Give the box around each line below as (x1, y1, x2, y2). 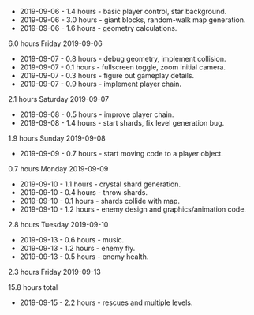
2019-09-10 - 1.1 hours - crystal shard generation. (19, 179, 181, 189)
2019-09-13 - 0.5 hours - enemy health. (19, 252, 149, 261)
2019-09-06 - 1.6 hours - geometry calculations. (19, 24, 177, 32)
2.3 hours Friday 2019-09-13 (8, 268, 101, 276)
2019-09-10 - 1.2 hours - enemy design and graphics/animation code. (19, 204, 247, 214)
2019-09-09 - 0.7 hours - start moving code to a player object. (19, 149, 223, 158)
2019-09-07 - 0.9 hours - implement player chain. (19, 79, 182, 88)
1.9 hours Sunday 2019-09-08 (8, 133, 106, 143)
